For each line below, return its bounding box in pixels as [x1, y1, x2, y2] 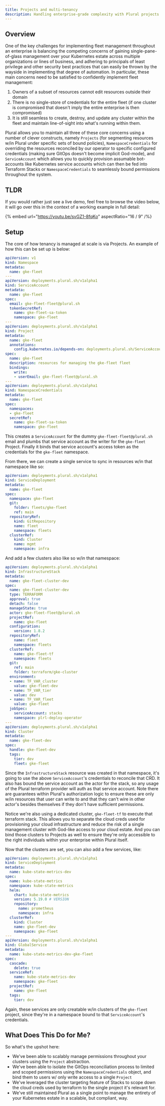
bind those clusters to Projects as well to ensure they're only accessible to [5, 831, 156, 837]
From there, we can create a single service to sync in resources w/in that [5, 459, 153, 465]
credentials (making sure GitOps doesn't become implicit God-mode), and [5, 151, 155, 157]
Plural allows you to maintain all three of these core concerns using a [5, 130, 145, 136]
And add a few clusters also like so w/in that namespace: [5, 555, 120, 561]
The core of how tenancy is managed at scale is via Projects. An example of [5, 241, 159, 247]
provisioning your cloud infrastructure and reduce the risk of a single [5, 821, 144, 827]
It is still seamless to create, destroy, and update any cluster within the [12, 115, 155, 121]
